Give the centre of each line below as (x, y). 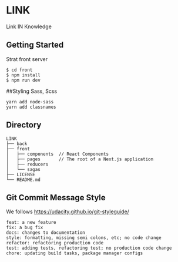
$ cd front (19, 70)
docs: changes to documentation (46, 233)
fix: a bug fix (25, 228)
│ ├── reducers (27, 164)
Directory (24, 125)
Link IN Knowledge (29, 26)
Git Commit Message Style (56, 197)
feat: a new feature (31, 223)
